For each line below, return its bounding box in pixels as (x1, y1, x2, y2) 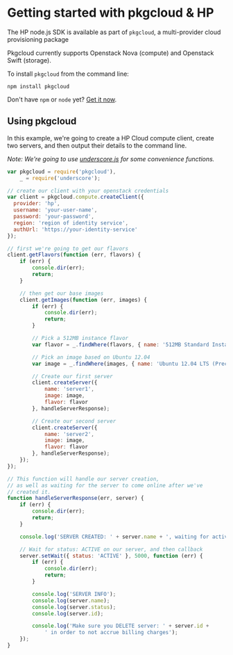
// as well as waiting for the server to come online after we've (7, 482, 203, 489)
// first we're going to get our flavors (7, 245, 129, 252)
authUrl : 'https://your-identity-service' (13, 226, 138, 233)
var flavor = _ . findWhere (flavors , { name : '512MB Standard (32, 341, 209, 348)
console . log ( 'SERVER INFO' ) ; (32, 590, 116, 597)
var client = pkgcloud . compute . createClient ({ (7, 193, 144, 201)
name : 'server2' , (44, 430, 95, 437)
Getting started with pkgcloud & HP (7, 5, 214, 21)
